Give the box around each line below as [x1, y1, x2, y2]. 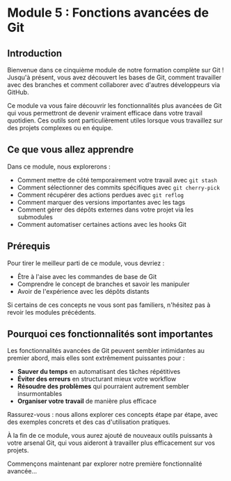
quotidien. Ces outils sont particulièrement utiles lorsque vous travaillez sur [7, 116, 223, 125]
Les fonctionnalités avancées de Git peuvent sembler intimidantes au [7, 347, 205, 355]
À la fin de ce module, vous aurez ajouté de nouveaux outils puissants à [7, 432, 213, 440]
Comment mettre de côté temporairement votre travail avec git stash [17, 175, 218, 184]
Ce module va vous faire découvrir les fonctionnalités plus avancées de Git [7, 102, 222, 109]
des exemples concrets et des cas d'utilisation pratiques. [7, 418, 170, 426]
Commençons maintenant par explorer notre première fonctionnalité [7, 459, 202, 468]
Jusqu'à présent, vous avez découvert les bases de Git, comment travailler [7, 73, 222, 81]
